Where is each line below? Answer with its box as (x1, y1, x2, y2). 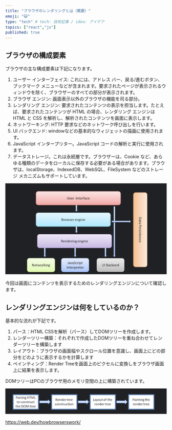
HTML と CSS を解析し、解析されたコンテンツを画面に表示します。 (12, 115, 155, 121)
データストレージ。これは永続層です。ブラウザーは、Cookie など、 (12, 153, 154, 159)
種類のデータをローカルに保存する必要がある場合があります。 (21, 160, 152, 166)
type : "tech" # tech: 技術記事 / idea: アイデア (5, 19, 105, 24)
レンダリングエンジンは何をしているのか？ (5, 303, 140, 312)
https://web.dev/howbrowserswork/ (5, 419, 81, 425)
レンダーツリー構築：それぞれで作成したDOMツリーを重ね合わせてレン (12, 335, 163, 341)
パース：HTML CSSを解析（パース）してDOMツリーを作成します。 (12, 329, 154, 335)
